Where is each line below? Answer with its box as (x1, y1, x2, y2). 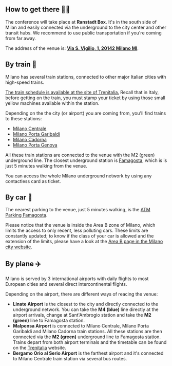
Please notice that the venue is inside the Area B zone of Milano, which (5, 222, 156, 228)
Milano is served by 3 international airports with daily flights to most (5, 276, 149, 282)
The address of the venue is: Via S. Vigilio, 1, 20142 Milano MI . (5, 45, 139, 51)
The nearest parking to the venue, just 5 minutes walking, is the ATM (5, 207, 150, 213)
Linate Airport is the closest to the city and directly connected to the (12, 301, 158, 307)
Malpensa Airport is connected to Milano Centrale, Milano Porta (12, 323, 149, 329)
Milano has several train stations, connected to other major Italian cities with (5, 74, 166, 80)
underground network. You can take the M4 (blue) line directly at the (12, 306, 159, 313)
